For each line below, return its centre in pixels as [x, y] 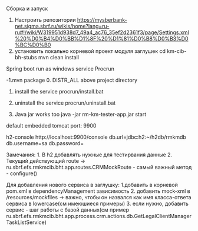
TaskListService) [27, 222]
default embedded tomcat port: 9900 [51, 125]
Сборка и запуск [27, 9]
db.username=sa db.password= [45, 143]
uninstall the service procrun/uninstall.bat [65, 103]
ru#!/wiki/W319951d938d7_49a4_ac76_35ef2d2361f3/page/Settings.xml [102, 32]
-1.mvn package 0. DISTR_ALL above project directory [72, 80]
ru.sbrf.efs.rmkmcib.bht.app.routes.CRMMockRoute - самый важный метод [99, 167]
